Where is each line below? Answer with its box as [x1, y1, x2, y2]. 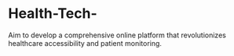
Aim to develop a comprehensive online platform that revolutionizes [8, 30, 226, 40]
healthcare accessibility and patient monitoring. [8, 38, 163, 47]
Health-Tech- [8, 5, 98, 23]
